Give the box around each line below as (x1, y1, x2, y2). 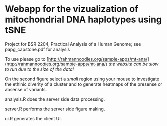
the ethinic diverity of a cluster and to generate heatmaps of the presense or (5, 81, 162, 87)
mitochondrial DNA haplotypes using (5, 14, 162, 25)
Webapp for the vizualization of (5, 3, 139, 15)
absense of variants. (5, 86, 47, 92)
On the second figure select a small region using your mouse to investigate (5, 76, 160, 82)
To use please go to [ (5, 56, 49, 62)
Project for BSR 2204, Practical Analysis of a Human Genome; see (5, 41, 141, 47)
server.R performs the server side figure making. (5, 106, 105, 112)
